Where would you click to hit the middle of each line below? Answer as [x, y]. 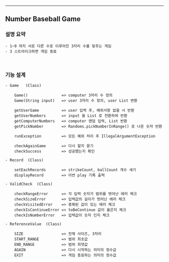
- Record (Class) [24, 160]
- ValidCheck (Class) [29, 184]
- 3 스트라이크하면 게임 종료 [31, 51]
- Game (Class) [23, 85]
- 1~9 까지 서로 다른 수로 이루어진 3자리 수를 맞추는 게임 [58, 46]
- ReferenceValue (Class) [33, 224]
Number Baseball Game [43, 19]
